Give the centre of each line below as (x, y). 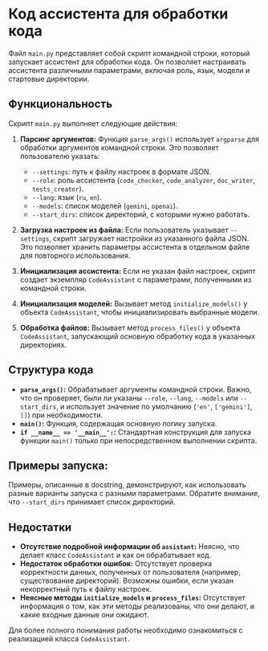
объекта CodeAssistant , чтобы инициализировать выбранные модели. (140, 312)
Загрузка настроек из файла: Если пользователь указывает (124, 230)
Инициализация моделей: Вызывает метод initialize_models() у (134, 303)
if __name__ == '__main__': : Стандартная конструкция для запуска (135, 432)
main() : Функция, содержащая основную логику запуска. (118, 423)
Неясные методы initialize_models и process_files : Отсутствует (133, 598)
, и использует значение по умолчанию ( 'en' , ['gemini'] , (154, 406)
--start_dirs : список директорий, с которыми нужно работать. (141, 214)
